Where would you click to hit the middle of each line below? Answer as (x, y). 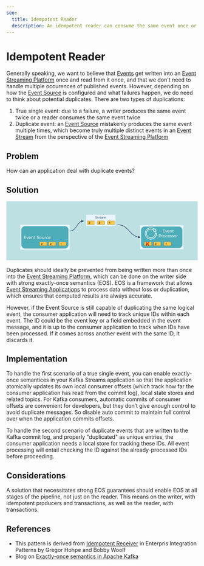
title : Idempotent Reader (45, 19)
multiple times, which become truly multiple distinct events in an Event (103, 130)
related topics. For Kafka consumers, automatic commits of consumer (93, 399)
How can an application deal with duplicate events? (70, 171)
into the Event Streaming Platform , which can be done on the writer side (96, 276)
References (29, 529)
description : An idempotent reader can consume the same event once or (104, 26)
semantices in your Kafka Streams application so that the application (106, 380)
